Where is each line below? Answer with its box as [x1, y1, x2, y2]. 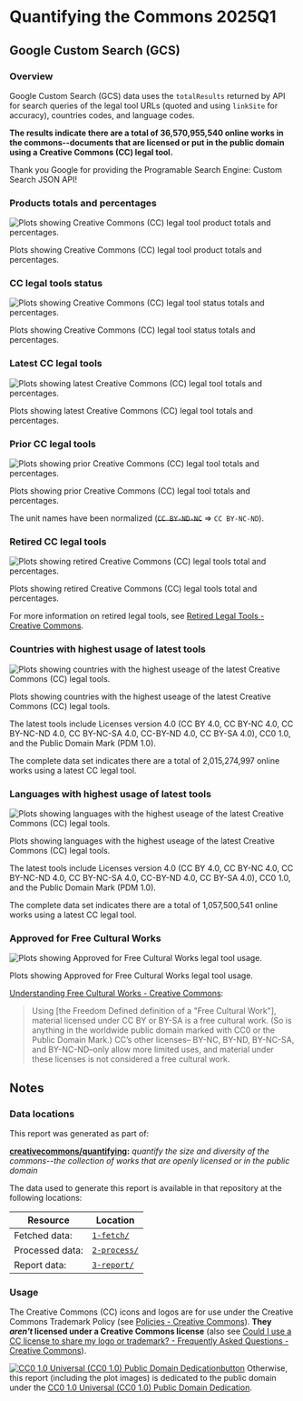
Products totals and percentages [9, 196, 157, 209]
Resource [27, 1214, 70, 1226]
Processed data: [14, 1244, 83, 1256]
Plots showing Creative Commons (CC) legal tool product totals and [9, 245, 262, 255]
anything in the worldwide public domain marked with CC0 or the [31, 1025, 275, 1036]
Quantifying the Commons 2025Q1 [9, 6, 277, 27]
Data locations [9, 1107, 75, 1120]
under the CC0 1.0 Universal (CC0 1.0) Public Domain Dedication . [9, 1382, 252, 1393]
